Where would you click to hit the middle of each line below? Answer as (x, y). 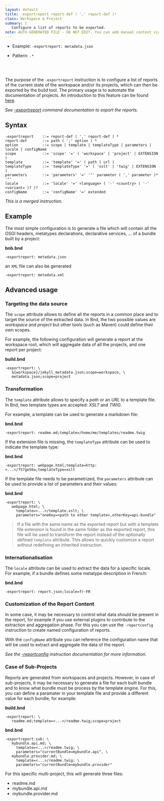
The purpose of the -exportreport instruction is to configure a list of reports (81, 80)
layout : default (21, 10)
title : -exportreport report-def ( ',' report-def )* (61, 14)
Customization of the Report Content (50, 604)
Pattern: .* (23, 56)
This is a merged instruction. (34, 201)
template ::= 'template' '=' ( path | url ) (60, 162)
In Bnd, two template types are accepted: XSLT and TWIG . (63, 405)
